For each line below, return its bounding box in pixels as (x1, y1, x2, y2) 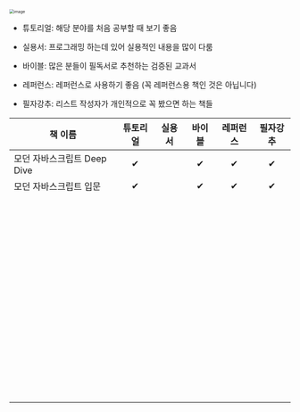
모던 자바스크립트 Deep (13, 152, 107, 164)
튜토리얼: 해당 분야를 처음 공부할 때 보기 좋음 (21, 22, 178, 33)
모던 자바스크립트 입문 (13, 180, 101, 193)
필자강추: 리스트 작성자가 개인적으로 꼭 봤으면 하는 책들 (21, 98, 213, 109)
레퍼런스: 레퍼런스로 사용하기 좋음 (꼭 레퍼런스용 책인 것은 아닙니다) (21, 79, 257, 90)
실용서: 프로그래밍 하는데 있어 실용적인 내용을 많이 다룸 (21, 42, 213, 52)
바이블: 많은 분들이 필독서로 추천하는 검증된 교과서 (21, 61, 196, 70)
